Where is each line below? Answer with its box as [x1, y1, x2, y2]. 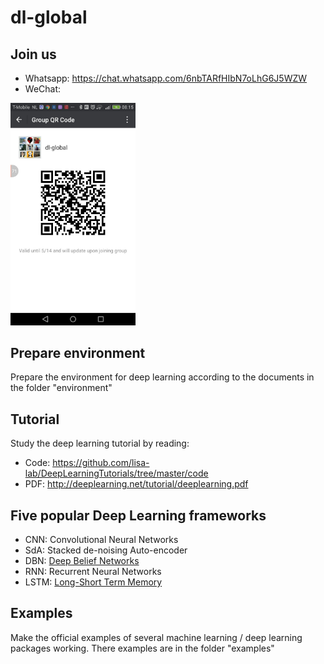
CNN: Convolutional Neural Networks [24, 533, 179, 545]
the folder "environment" [10, 382, 113, 394]
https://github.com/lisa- [52, 457, 150, 469]
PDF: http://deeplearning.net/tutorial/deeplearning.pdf [24, 478, 249, 490]
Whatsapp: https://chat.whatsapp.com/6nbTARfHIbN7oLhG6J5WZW [24, 72, 308, 84]
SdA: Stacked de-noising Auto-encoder [24, 544, 188, 556]
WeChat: [24, 83, 62, 95]
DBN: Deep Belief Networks [24, 554, 140, 566]
